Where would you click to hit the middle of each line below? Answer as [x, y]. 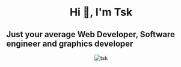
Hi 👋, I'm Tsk [101, 12]
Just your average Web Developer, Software [91, 34]
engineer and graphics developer [70, 43]
